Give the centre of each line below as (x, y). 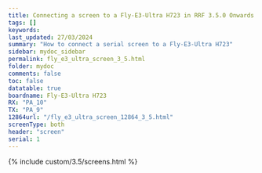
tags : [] (22, 23)
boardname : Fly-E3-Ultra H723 (58, 96)
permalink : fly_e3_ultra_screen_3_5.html (77, 59)
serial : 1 (24, 139)
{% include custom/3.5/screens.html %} (73, 161)
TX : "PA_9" (26, 110)
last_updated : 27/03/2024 (50, 37)
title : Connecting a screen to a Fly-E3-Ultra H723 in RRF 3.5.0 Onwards (131, 15)
